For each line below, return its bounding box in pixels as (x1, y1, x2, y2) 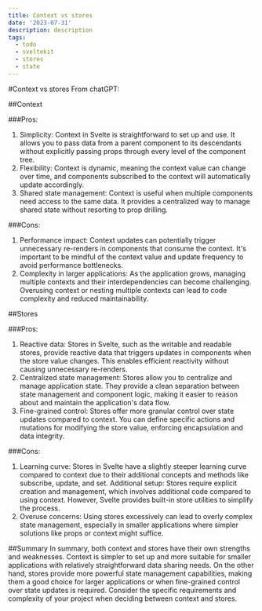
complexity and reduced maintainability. (19, 294, 149, 303)
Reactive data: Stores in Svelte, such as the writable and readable (19, 339, 232, 349)
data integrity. (19, 431, 65, 441)
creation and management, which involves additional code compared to (19, 486, 251, 496)
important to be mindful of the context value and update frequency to (19, 252, 244, 262)
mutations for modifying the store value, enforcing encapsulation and (19, 423, 243, 432)
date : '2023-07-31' (8, 19, 72, 27)
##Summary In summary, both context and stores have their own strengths (8, 543, 251, 553)
